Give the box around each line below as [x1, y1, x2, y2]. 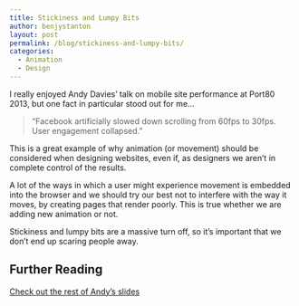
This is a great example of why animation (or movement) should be [9, 142, 259, 154]
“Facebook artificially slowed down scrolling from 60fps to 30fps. [31, 115, 276, 127]
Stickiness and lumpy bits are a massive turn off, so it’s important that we [9, 225, 282, 236]
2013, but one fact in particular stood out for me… [9, 98, 195, 109]
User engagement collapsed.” [31, 125, 143, 136]
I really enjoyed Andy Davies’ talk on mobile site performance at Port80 [9, 88, 275, 100]
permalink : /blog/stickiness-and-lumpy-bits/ [9, 38, 184, 48]
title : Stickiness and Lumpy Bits [9, 13, 140, 23]
